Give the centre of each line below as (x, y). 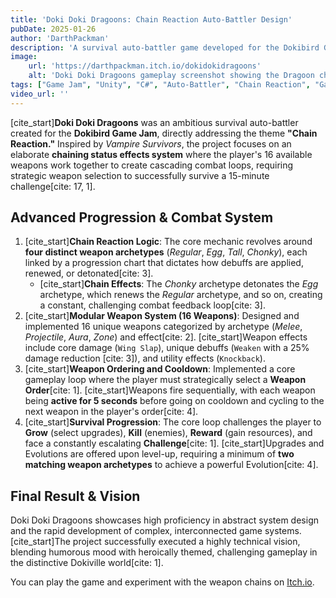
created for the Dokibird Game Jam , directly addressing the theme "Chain (164, 133)
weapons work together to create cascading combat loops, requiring (152, 165)
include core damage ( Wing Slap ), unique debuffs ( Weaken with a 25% (167, 348)
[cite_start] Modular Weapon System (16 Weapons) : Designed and (162, 316)
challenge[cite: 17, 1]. (53, 186)
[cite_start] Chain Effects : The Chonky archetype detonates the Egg (179, 284)
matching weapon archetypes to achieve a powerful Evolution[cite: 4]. (171, 465)
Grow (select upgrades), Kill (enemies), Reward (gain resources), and (168, 433)
